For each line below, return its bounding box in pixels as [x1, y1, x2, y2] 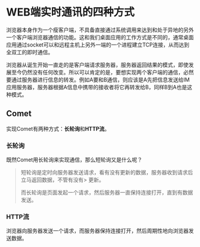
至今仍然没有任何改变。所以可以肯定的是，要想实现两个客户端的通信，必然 [11, 68, 194, 76]
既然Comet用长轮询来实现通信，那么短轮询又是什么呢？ [6, 156, 143, 164]
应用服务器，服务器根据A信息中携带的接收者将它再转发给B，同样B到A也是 [6, 83, 187, 90]
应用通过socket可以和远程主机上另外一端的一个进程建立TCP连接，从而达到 [6, 41, 189, 48]
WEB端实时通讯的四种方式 [6, 5, 135, 19]
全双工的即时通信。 [6, 48, 54, 55]
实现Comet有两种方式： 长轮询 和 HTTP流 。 [6, 125, 110, 132]
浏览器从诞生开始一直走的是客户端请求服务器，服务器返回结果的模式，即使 [6, 61, 189, 68]
